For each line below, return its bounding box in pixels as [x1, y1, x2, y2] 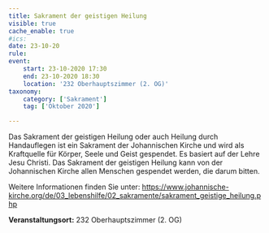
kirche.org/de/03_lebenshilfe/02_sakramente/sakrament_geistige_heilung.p [8, 191, 262, 201]
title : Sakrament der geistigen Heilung [8, 11, 148, 20]
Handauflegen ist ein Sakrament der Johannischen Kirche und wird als [8, 140, 245, 150]
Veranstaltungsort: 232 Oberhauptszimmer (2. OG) [8, 215, 183, 225]
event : [8, 58, 31, 66]
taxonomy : [8, 87, 42, 96]
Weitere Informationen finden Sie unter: [8, 182, 141, 192]
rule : [8, 50, 27, 58]
